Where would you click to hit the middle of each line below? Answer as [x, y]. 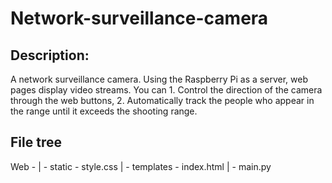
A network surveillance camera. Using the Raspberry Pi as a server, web [159, 79]
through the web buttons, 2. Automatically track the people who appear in [162, 100]
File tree [36, 142]
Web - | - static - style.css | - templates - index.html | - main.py [141, 166]
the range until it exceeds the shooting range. [104, 111]
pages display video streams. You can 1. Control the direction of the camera [166, 90]
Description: [50, 55]
